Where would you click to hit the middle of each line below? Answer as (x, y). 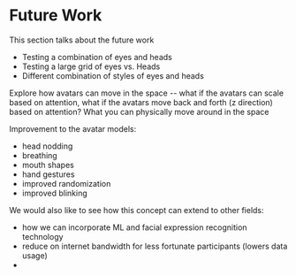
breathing (39, 155)
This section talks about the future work (82, 40)
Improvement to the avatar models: (73, 128)
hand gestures (48, 174)
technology (42, 236)
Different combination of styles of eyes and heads (113, 75)
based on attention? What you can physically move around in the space (139, 111)
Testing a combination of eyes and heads (97, 57)
